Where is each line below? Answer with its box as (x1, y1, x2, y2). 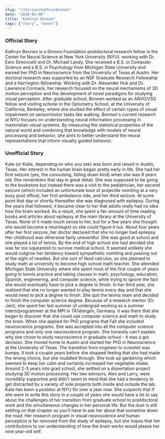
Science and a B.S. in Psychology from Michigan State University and (5, 64, 146, 70)
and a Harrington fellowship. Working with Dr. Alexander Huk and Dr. (5, 80, 144, 86)
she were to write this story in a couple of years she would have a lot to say (5, 392, 158, 398)
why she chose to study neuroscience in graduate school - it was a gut (5, 334, 149, 340)
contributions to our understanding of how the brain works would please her (5, 423, 160, 429)
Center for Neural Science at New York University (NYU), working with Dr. (5, 54, 155, 60)
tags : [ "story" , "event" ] (5, 21, 58, 26)
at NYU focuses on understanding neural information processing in (5, 116, 141, 122)
